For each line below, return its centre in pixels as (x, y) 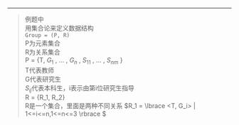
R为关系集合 (42, 52)
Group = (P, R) (47, 36)
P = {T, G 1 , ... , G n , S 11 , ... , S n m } (74, 61)
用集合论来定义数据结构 (59, 28)
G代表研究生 (43, 79)
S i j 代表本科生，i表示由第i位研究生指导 (80, 88)
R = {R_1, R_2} (45, 97)
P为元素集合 (42, 43)
